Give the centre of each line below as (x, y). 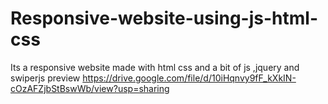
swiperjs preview (45, 78)
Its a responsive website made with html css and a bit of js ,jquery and (155, 67)
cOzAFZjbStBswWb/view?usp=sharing (90, 88)
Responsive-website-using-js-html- (164, 18)
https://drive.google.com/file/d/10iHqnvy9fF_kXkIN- (189, 78)
